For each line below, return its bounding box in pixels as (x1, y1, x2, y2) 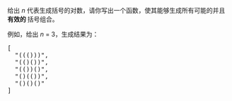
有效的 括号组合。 (7, 15, 59, 23)
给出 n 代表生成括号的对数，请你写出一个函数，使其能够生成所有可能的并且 (7, 6, 226, 14)
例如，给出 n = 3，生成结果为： (7, 30, 99, 38)
